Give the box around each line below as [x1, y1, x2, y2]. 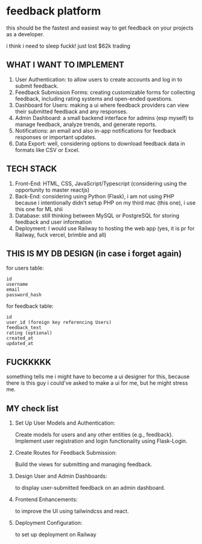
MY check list [6, 403, 59, 414]
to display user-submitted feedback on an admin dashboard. [14, 484, 166, 491]
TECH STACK [6, 164, 57, 174]
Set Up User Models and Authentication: [14, 419, 116, 426]
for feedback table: [6, 303, 54, 310]
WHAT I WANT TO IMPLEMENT [6, 60, 125, 70]
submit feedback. [14, 82, 59, 89]
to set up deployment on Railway [14, 531, 96, 538]
